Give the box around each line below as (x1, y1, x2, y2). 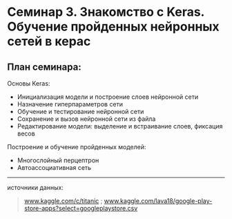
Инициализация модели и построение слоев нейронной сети (17, 93, 199, 101)
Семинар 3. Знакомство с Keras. (7, 4, 205, 20)
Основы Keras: (7, 79, 50, 87)
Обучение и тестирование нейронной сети (17, 108, 144, 115)
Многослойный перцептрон (17, 156, 99, 164)
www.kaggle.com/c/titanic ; (23, 197, 103, 204)
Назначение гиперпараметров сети (17, 100, 123, 108)
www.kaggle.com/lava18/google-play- (104, 197, 213, 204)
